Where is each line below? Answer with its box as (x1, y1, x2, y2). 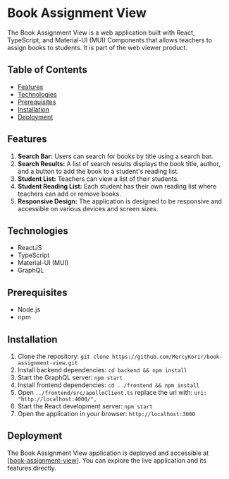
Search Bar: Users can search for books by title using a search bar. (17, 152, 213, 160)
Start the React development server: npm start (17, 402, 154, 410)
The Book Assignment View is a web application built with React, (7, 28, 195, 37)
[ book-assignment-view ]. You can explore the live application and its (7, 456, 206, 464)
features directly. (7, 463, 56, 472)
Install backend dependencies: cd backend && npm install (17, 366, 187, 374)
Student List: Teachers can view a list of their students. (17, 175, 180, 183)
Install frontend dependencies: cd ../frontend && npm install (17, 381, 199, 389)
